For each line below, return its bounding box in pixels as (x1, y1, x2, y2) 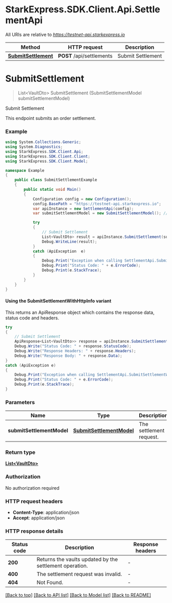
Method (20, 44, 40, 51)
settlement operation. (36, 562, 88, 570)
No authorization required (5, 485, 60, 491)
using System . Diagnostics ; (5, 145, 63, 150)
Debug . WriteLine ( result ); (41, 239, 97, 244)
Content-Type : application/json (12, 509, 79, 516)
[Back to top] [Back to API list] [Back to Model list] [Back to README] (5, 592, 151, 598)
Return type (5, 449, 36, 456)
